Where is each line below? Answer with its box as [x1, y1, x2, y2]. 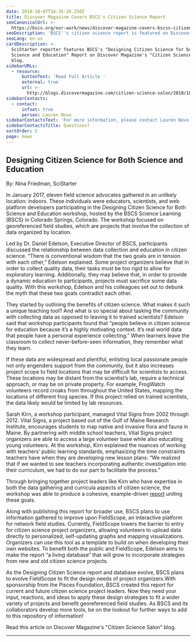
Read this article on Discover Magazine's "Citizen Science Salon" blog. [6, 623, 176, 630]
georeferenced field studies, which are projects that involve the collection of [6, 222, 190, 229]
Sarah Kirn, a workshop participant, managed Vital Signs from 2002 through [6, 410, 189, 417]
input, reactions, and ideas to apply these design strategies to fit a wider [6, 593, 180, 600]
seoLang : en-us [6, 36, 43, 42]
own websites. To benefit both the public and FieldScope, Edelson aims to [6, 545, 184, 552]
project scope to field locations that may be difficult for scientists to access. [6, 368, 188, 375]
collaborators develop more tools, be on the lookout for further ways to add [6, 606, 187, 613]
